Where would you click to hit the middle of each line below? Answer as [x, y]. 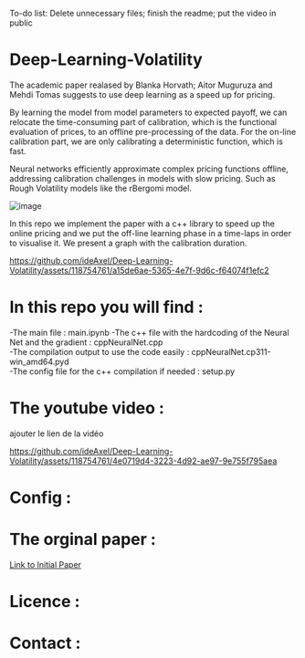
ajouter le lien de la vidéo [57, 433]
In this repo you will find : [106, 307]
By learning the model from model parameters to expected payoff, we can [148, 112]
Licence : [45, 602]
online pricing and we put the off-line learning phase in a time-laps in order [151, 233]
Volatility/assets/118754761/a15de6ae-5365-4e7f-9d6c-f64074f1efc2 [139, 270]
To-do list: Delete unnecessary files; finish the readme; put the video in [143, 13]
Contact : [45, 643]
